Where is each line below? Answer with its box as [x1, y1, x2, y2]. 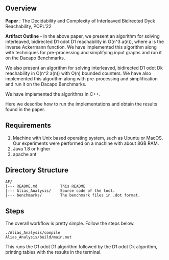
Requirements [5, 121, 51, 130]
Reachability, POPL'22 [5, 23, 52, 29]
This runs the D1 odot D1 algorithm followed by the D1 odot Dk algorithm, [5, 244, 158, 250]
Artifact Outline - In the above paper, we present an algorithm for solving [5, 33, 160, 39]
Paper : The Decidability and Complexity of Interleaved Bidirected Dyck [5, 17, 156, 24]
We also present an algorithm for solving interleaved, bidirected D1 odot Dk [5, 64, 163, 71]
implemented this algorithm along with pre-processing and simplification [5, 75, 158, 81]
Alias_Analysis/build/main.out [5, 235, 72, 240]
